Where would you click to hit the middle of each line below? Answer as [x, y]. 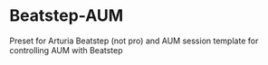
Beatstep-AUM [67, 16]
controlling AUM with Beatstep [67, 50]
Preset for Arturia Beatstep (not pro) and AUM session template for [134, 41]
